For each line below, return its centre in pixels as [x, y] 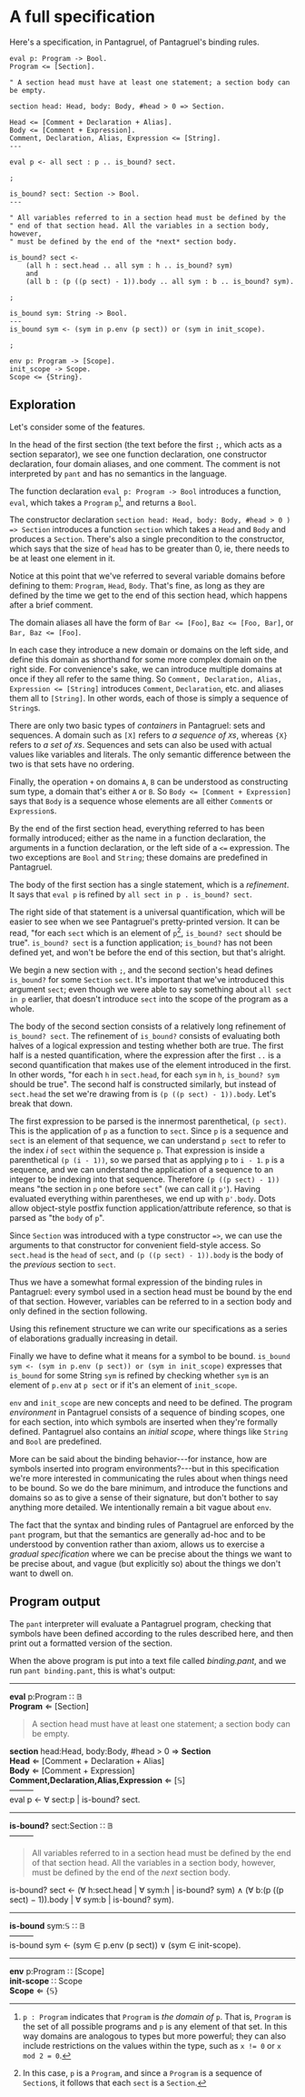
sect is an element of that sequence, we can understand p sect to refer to [148, 1141]
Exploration [43, 405]
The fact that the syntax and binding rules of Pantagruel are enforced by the [152, 1525]
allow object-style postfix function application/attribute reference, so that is [151, 1208]
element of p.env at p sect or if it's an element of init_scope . [123, 1386]
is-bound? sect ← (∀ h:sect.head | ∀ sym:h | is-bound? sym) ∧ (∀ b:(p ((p [147, 1890]
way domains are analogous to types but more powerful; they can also [154, 2036]
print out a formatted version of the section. [91, 1643]
